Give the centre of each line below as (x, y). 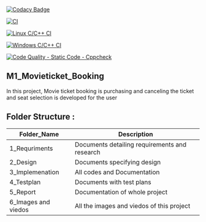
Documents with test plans (113, 182)
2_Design (23, 162)
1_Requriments (31, 148)
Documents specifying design (118, 162)
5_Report (23, 192)
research (87, 152)
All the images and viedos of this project (132, 205)
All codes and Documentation (117, 172)
